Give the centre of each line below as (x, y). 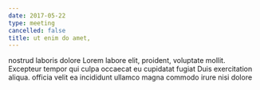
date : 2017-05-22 (37, 16)
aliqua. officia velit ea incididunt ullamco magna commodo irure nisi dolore (130, 77)
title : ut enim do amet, (49, 38)
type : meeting (32, 23)
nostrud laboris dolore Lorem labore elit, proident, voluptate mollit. (117, 61)
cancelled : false (37, 30)
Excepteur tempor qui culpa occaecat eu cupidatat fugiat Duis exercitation (130, 69)
